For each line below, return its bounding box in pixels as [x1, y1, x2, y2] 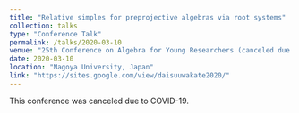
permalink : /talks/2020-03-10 [9, 37, 123, 47]
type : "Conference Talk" [9, 29, 102, 38]
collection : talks [9, 21, 78, 30]
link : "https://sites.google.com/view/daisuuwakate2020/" [9, 71, 230, 80]
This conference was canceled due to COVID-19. [9, 95, 190, 106]
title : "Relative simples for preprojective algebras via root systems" [9, 12, 286, 22]
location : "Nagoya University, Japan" [9, 63, 154, 72]
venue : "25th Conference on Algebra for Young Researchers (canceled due [9, 46, 291, 55]
